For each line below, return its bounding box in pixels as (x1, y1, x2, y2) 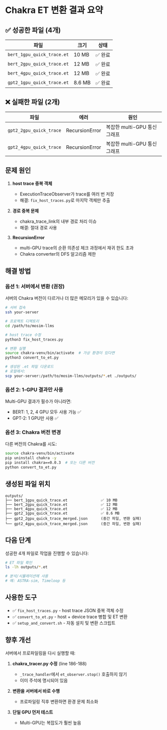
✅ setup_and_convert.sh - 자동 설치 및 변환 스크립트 (12, 620, 116, 626)
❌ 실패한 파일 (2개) (5, 98, 60, 106)
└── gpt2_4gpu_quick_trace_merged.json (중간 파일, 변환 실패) (5, 521, 142, 526)
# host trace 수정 (5, 332, 41, 337)
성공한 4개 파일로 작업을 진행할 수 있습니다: (5, 550, 89, 556)
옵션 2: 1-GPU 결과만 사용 (5, 386, 64, 393)
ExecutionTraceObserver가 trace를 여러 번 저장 (19, 191, 114, 197)
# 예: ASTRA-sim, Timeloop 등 (5, 578, 66, 583)
